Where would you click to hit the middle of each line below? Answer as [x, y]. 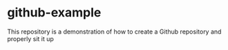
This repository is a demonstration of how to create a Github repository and [114, 32]
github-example [54, 13]
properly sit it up [30, 38]
